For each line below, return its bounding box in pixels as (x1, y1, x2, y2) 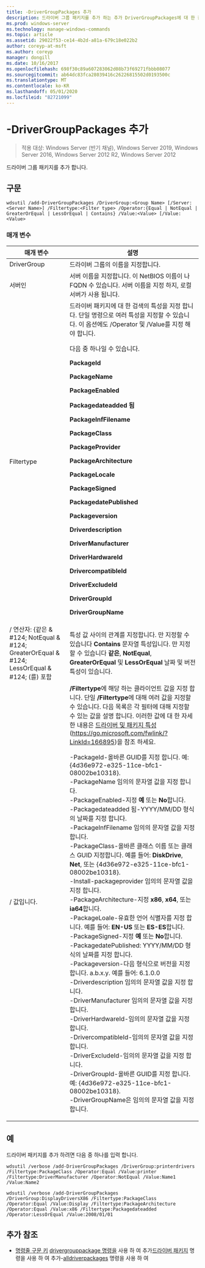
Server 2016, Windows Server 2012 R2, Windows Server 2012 (21, 151, 176, 158)
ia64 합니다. (69, 904, 102, 912)
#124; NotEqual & (9, 633, 61, 641)
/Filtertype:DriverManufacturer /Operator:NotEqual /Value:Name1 (6, 1174, 176, 1180)
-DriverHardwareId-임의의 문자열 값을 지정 (69, 1014, 190, 1023)
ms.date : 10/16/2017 (6, 60, 59, 66)
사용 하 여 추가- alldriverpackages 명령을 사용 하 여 (26, 1255, 149, 1262)
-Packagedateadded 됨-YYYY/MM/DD (69, 805, 182, 813)
